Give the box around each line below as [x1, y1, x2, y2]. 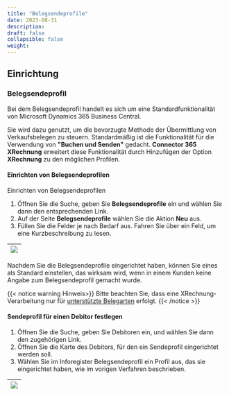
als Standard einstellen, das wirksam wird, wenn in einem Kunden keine [7, 268, 212, 277]
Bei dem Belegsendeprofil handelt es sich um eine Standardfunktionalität [7, 105, 216, 113]
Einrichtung [7, 68, 59, 80]
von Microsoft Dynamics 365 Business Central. [7, 112, 142, 120]
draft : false [7, 29, 45, 37]
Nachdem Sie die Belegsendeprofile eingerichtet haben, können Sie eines [7, 261, 218, 269]
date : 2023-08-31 [7, 17, 58, 24]
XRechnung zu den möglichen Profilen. [7, 155, 120, 163]
